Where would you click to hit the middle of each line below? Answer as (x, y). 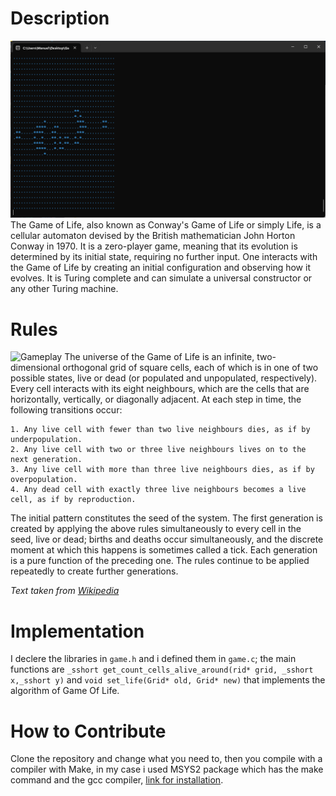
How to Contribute (88, 731)
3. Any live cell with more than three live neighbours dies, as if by (162, 470)
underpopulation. (46, 440)
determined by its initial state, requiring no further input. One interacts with (164, 257)
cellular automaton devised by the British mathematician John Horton (153, 236)
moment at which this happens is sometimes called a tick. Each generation (164, 550)
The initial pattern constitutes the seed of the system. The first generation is (166, 518)
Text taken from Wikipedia (65, 591)
